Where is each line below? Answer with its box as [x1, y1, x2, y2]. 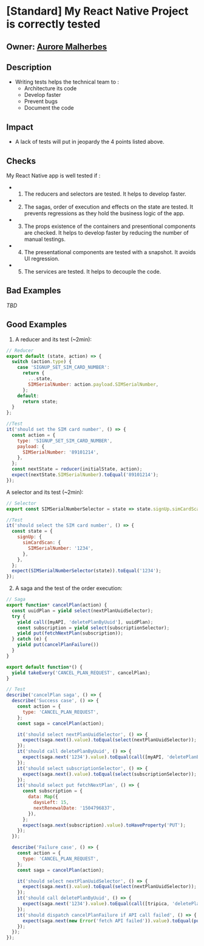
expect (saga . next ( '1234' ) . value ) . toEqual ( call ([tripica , [22, 901, 170, 907]
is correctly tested [6, 17, 101, 31]
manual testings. [24, 236, 66, 243]
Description [6, 62, 52, 73]
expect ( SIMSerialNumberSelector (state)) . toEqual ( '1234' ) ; [12, 568, 162, 574]
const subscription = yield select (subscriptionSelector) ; [17, 625, 170, 631]
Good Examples [6, 319, 67, 330]
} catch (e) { [12, 636, 47, 642]
